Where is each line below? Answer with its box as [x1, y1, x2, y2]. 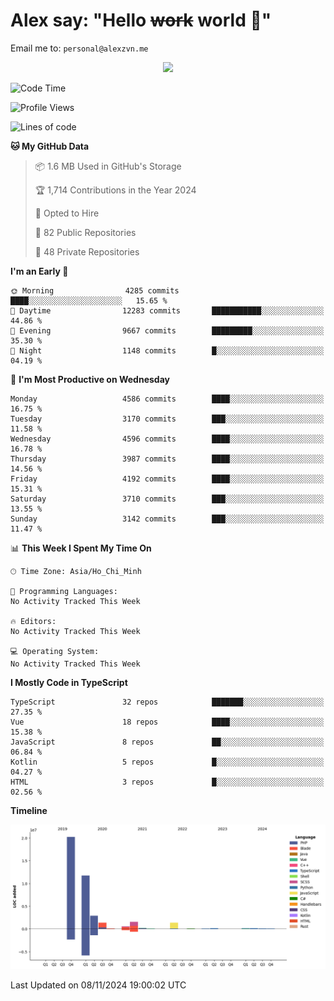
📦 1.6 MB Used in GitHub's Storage [34, 160, 182, 172]
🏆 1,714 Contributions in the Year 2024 [34, 184, 197, 196]
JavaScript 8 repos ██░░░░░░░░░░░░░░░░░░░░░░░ [10, 737, 325, 747]
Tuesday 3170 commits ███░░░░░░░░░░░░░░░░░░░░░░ [10, 414, 325, 424]
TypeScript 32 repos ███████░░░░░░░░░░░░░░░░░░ [10, 697, 325, 707]
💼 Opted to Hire [34, 207, 100, 219]
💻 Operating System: [10, 646, 100, 656]
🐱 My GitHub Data [10, 140, 90, 152]
